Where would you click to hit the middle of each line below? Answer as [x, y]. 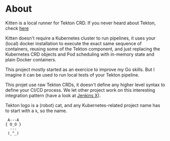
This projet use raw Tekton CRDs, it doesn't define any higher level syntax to [85, 85]
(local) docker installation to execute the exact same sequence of [74, 43]
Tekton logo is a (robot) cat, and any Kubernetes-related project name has [83, 105]
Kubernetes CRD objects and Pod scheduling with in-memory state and [80, 54]
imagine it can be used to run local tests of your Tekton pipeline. [72, 75]
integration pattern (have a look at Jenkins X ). [53, 95]
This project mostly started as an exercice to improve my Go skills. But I [80, 69]
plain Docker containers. [31, 59]
